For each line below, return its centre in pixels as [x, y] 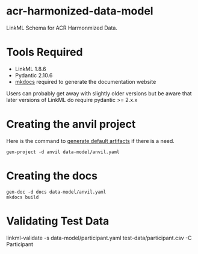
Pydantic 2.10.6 [34, 75]
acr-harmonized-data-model [80, 11]
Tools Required [45, 52]
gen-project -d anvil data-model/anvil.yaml [63, 152]
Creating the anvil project [71, 124]
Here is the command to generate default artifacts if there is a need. [90, 141]
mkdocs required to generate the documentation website [85, 81]
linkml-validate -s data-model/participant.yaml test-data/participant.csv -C [99, 238]
